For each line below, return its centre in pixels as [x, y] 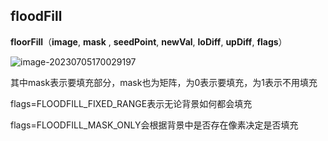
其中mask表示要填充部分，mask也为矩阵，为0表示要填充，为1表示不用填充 [164, 82]
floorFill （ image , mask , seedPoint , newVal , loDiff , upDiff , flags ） [149, 41]
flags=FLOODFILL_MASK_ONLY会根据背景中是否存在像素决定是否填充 [154, 125]
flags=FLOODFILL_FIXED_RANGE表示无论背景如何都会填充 [131, 103]
